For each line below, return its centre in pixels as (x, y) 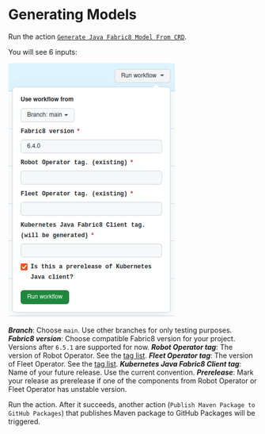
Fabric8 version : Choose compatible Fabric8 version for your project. (122, 338)
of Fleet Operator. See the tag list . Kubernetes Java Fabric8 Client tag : (125, 363)
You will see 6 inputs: (43, 52)
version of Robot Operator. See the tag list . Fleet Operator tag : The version (131, 355)
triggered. (25, 421)
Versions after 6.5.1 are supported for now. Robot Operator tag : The (121, 347)
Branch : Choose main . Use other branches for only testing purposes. (120, 330)
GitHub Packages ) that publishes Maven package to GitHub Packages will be (132, 413)
